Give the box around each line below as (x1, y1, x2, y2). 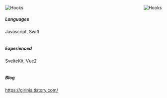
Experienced (5, 45, 32, 51)
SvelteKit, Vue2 (5, 58, 37, 64)
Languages (5, 16, 29, 22)
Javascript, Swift (5, 28, 40, 34)
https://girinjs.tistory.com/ (5, 87, 59, 93)
